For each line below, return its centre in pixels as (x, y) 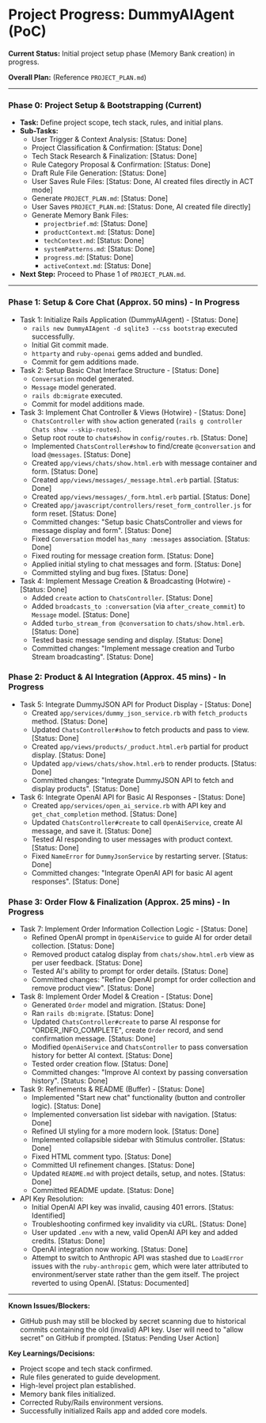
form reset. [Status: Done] (74, 513)
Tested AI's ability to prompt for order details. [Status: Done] (130, 971)
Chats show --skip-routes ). (76, 429)
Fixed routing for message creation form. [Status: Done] (123, 555)
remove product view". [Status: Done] (93, 988)
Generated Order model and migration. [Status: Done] (118, 1005)
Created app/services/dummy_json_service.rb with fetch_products (139, 712)
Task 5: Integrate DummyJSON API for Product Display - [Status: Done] (135, 704)
